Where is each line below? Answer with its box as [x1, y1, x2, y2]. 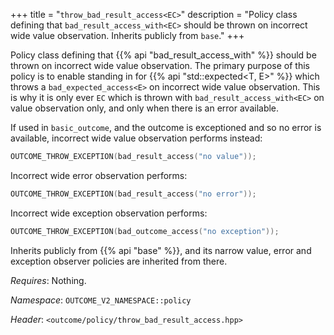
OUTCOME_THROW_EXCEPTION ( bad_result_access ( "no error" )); [10, 189, 257, 199]
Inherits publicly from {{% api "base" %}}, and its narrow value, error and [10, 244, 312, 256]
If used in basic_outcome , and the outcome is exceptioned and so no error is [10, 122, 322, 133]
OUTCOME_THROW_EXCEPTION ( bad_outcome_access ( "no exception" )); [10, 226, 280, 236]
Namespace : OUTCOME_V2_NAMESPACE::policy [10, 294, 192, 306]
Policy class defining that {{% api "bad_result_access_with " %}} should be [10, 49, 317, 61]
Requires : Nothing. [10, 274, 87, 286]
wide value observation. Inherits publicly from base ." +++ [10, 30, 245, 41]
